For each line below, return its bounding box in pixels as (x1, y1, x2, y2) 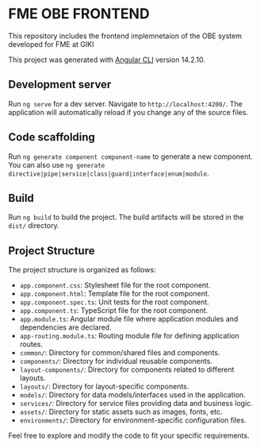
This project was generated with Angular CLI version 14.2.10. (8, 55, 206, 64)
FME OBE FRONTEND (8, 5, 150, 23)
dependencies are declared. (19, 322, 113, 332)
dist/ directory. (8, 221, 59, 230)
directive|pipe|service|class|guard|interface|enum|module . (8, 168, 209, 178)
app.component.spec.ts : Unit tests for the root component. (19, 297, 210, 307)
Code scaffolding (8, 130, 95, 144)
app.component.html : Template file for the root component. (19, 289, 210, 299)
